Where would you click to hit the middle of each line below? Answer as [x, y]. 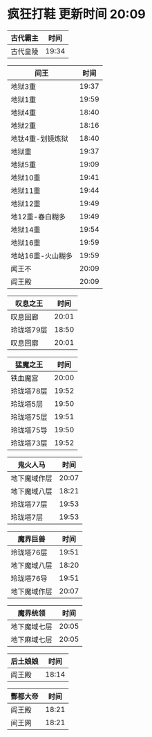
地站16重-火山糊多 [42, 255]
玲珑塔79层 [29, 330]
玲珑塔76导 [29, 578]
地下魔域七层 [32, 627]
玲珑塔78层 [29, 391]
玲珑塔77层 [29, 504]
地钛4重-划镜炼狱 [39, 138]
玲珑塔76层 [29, 552]
